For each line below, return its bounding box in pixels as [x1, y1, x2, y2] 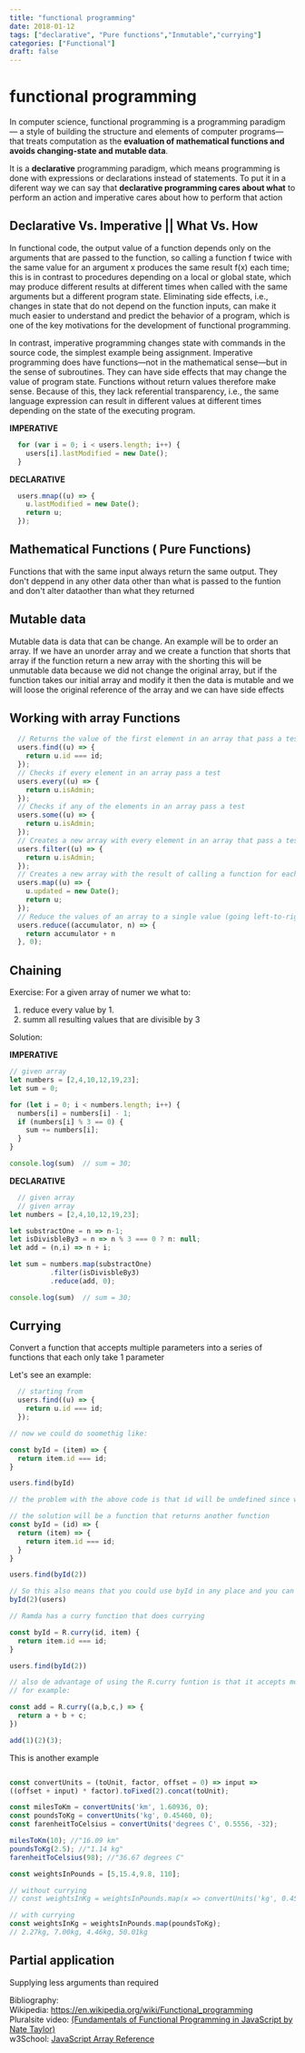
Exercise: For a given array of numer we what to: [9, 987, 191, 998]
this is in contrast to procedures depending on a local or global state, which [9, 271, 292, 282]
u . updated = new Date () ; [25, 887, 120, 896]
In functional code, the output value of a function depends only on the [9, 242, 271, 253]
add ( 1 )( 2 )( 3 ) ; [9, 1736, 64, 1745]
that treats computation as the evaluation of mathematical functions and [9, 136, 285, 146]
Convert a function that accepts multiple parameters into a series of [9, 1343, 263, 1354]
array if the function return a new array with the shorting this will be [9, 655, 261, 666]
